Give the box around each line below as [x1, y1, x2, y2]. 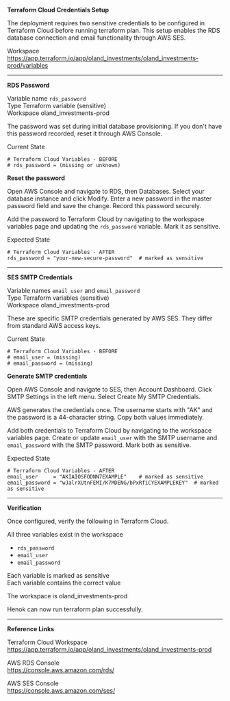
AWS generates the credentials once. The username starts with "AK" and [7, 406, 214, 413]
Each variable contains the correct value [7, 578, 121, 587]
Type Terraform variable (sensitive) [7, 102, 107, 110]
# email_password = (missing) [7, 360, 94, 367]
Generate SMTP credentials [7, 372, 88, 380]
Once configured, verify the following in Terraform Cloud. [7, 517, 169, 525]
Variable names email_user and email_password [7, 287, 140, 294]
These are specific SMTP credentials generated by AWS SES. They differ [7, 314, 213, 322]
